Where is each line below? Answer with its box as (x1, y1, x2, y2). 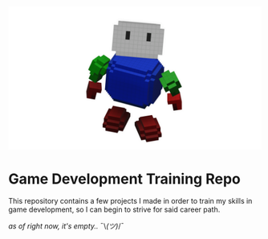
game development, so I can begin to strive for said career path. (8, 204, 221, 215)
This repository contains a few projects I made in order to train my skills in (8, 196, 253, 206)
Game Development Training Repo (8, 170, 241, 187)
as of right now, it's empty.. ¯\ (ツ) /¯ (8, 221, 124, 231)
